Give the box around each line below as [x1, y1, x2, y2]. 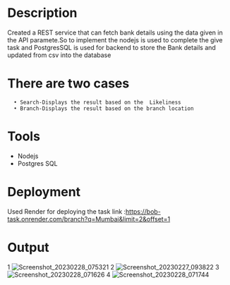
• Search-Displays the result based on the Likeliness [13, 99, 181, 106]
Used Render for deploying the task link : [7, 207, 126, 216]
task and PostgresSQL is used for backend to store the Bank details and [7, 43, 217, 51]
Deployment [7, 184, 81, 200]
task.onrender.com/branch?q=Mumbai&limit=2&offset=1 [7, 214, 171, 223]
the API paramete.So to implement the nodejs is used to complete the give [7, 35, 224, 44]
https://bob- [126, 207, 161, 216]
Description [7, 5, 78, 21]
